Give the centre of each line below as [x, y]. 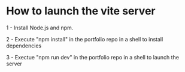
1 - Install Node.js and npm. [40, 28]
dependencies [24, 46]
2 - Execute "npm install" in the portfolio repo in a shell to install [85, 39]
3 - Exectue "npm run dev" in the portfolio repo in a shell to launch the [93, 57]
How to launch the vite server [81, 11]
